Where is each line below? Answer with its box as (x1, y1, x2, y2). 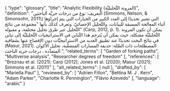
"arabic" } (5, 80, 25, 86)
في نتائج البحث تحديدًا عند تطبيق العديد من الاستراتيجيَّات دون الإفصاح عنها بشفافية (5, 37, 159, 43)
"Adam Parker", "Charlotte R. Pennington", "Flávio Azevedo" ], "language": (5, 75, 161, 81)
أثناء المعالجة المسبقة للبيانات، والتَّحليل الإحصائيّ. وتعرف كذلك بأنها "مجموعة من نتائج (5, 21, 165, 27)
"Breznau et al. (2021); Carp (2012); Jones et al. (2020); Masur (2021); (5, 59, 152, 65)
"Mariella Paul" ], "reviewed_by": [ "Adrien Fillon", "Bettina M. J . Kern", (5, 70, 154, 76)
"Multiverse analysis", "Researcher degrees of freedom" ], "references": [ (5, 53, 159, 59)
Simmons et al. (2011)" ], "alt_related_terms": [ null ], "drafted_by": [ (5, 64, 146, 70)
